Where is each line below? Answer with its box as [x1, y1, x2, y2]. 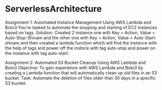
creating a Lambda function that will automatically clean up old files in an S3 [5, 70, 158, 75]
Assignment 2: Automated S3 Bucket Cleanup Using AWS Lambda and [5, 60, 146, 65]
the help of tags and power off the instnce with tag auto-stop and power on [5, 45, 156, 51]
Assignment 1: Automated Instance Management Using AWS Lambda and [5, 19, 151, 25]
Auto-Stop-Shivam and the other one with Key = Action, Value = [5, 35, 133, 41]
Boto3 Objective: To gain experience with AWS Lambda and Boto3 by [5, 64, 144, 71]
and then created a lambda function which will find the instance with [20, 40, 157, 45]
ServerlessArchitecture [5, 3, 102, 15]
